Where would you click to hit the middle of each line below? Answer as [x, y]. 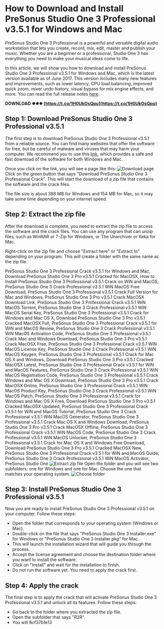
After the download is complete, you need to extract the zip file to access [79, 226]
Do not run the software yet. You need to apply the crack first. [74, 570]
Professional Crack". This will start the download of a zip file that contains [80, 179]
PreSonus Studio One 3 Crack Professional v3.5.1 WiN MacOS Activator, [78, 458]
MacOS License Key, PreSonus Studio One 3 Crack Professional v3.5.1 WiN [81, 349]
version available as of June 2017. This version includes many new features [81, 78]
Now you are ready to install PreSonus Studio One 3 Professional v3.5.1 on [80, 509]
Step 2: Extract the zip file [45, 214]
